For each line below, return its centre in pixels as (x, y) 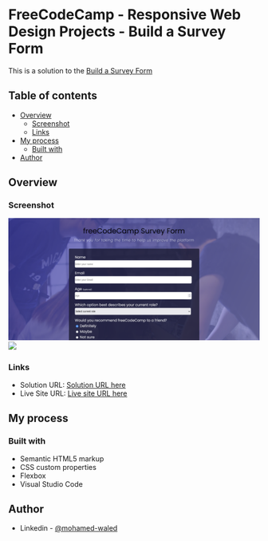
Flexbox (33, 476)
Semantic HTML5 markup (62, 458)
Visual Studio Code (51, 484)
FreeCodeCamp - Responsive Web (125, 15)
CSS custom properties (58, 467)
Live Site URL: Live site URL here (73, 393)
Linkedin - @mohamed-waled (69, 528)
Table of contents (53, 96)
